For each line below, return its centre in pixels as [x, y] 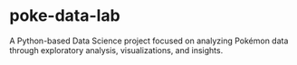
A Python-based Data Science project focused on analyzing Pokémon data [149, 41]
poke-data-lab [65, 16]
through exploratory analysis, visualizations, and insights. [116, 50]
